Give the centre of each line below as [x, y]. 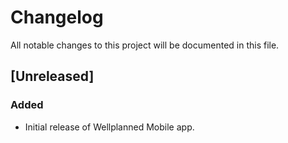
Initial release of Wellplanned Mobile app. [109, 127]
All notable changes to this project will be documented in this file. [145, 45]
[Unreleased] [52, 76]
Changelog [57, 17]
